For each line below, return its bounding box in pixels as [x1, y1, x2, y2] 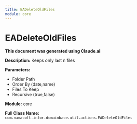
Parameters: [5, 67, 30, 73]
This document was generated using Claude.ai [5, 48, 101, 54]
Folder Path [12, 76, 35, 82]
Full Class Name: [5, 110, 40, 116]
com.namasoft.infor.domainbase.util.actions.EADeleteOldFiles [5, 115, 133, 121]
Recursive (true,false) [12, 92, 55, 97]
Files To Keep [12, 86, 40, 92]
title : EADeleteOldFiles [5, 7, 55, 12]
